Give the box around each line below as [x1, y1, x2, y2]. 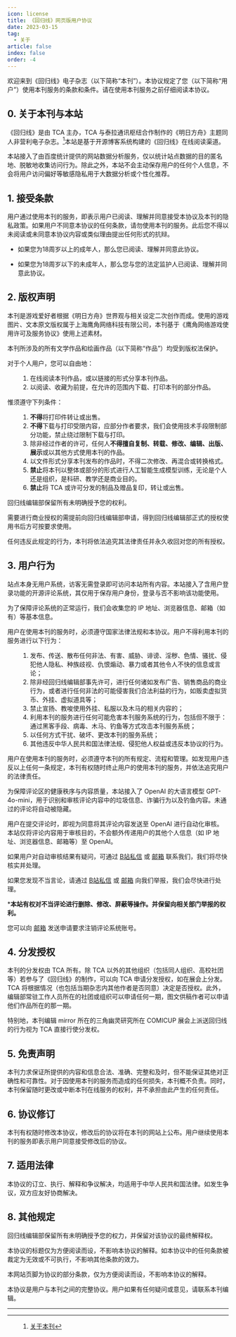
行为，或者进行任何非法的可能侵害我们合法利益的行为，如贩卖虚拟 [29, 686, 221, 695]
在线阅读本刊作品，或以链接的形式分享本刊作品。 [29, 374, 172, 382]
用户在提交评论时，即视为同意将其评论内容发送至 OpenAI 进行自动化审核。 [7, 819, 223, 828]
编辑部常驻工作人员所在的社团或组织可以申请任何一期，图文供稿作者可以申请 [7, 992, 229, 1001]
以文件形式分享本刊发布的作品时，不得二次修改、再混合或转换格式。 [29, 456, 227, 465]
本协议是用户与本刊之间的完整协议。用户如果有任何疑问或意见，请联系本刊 [7, 1285, 223, 1293]
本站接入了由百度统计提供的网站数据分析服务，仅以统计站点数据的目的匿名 [7, 152, 223, 161]
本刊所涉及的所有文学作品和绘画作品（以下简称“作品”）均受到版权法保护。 [7, 343, 223, 353]
